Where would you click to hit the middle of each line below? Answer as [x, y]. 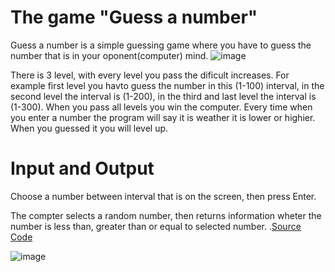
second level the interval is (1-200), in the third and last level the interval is [163, 96]
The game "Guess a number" [134, 17]
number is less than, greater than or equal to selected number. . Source [156, 226]
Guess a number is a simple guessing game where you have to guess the [161, 45]
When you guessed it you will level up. [89, 128]
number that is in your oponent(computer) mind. [109, 55]
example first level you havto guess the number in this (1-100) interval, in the [167, 85]
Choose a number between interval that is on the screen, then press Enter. [163, 196]
